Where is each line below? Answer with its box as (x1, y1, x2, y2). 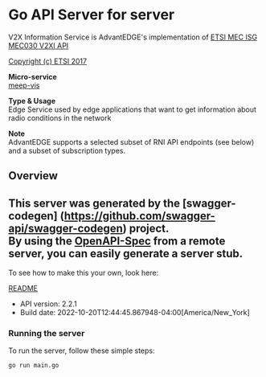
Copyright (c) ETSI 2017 (8, 56, 87, 66)
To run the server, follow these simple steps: (8, 346, 155, 355)
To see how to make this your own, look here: (8, 268, 159, 278)
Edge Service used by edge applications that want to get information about (8, 104, 257, 114)
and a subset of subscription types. (8, 145, 126, 155)
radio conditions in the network (8, 113, 112, 122)
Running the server (8, 328, 85, 339)
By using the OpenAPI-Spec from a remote (8, 234, 226, 248)
